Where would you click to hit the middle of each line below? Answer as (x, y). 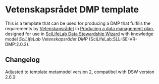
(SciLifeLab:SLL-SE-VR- (113, 39)
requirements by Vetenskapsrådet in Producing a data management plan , (80, 28)
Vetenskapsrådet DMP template (72, 10)
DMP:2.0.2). (17, 44)
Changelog (23, 60)
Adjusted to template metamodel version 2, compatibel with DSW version (80, 72)
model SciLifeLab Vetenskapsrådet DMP (47, 39)
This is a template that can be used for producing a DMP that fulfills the (78, 23)
